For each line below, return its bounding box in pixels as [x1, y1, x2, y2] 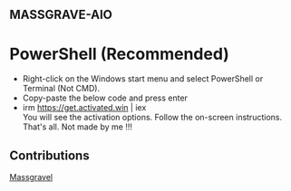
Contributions [9, 148, 90, 163]
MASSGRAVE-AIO [9, 7, 113, 23]
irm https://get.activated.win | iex [22, 102, 147, 113]
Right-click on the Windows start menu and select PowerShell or [22, 73, 264, 84]
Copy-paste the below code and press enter [22, 92, 189, 103]
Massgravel [9, 172, 53, 183]
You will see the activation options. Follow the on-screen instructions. [22, 112, 283, 123]
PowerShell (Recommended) [9, 43, 229, 64]
